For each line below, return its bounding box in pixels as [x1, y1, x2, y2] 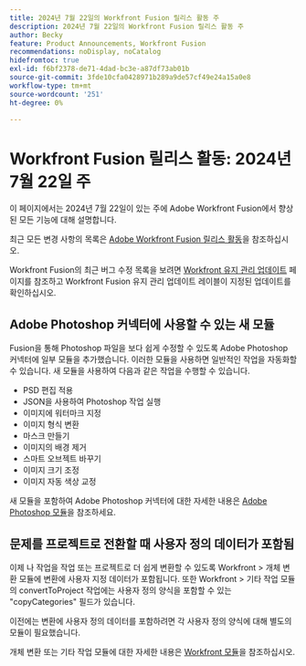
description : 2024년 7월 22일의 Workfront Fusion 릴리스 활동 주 [9, 22, 245, 31]
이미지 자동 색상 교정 [22, 476, 97, 487]
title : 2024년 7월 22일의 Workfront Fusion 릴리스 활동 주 [9, 13, 220, 23]
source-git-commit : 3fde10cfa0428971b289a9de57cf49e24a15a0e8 [9, 73, 251, 82]
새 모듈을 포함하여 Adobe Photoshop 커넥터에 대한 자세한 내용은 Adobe [9, 495, 268, 506]
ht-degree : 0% [9, 98, 64, 108]
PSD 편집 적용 [22, 385, 74, 396]
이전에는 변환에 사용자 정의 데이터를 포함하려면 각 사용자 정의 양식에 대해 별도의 [9, 615, 292, 626]
